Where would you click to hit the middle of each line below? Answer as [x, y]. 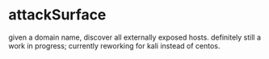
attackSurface [57, 15]
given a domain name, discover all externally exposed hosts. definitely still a [134, 37]
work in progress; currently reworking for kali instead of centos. [114, 45]
